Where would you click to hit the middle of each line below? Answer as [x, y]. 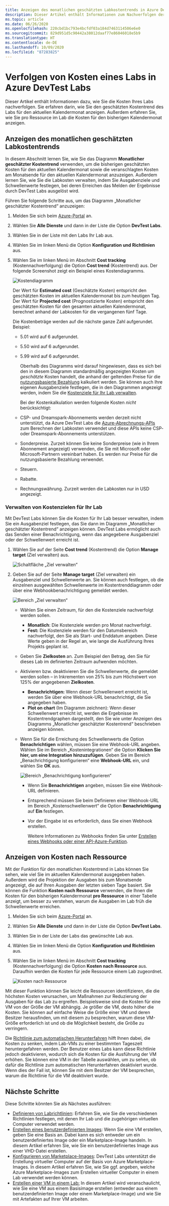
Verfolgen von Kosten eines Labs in [81, 77]
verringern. [17, 1029]
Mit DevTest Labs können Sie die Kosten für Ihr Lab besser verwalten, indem [84, 518]
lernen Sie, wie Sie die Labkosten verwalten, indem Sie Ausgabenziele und [82, 180]
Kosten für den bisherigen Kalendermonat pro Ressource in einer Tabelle [81, 896]
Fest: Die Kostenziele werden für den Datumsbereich [82, 630]
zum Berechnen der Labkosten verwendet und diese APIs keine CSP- [92, 428]
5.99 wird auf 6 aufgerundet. [50, 356]
